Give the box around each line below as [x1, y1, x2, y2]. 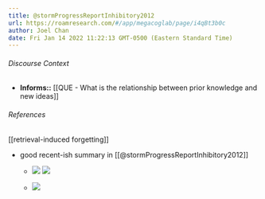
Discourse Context [8, 58, 69, 68]
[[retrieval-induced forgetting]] [8, 135, 109, 144]
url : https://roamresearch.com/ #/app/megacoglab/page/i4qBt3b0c [8, 19, 226, 27]
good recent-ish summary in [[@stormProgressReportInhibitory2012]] [19, 150, 249, 159]
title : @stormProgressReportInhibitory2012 [8, 11, 155, 20]
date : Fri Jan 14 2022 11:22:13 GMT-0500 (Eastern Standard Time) [8, 33, 233, 42]
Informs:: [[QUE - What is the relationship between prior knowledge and [19, 83, 258, 92]
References [8, 110, 46, 119]
